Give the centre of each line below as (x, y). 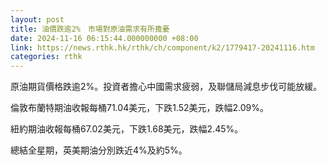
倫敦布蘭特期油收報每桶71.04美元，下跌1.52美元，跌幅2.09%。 (140, 108)
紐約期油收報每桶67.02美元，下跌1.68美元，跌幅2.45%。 (127, 129)
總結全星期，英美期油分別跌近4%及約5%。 (99, 150)
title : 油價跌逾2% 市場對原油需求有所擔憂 (90, 29)
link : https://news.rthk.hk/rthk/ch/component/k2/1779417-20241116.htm (162, 47)
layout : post (37, 19)
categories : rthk (46, 57)
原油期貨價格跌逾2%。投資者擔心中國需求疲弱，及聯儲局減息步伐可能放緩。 (166, 87)
